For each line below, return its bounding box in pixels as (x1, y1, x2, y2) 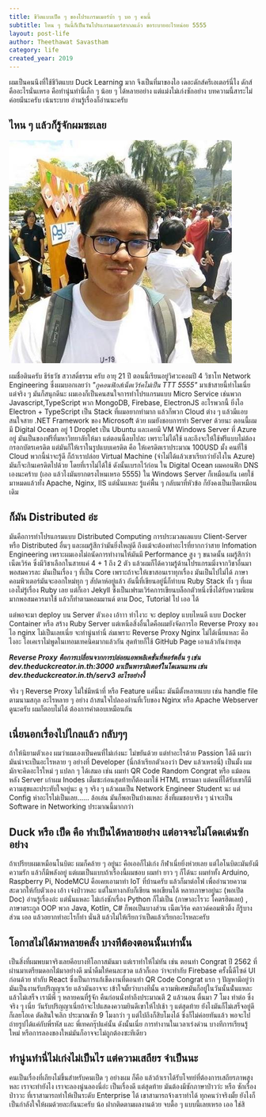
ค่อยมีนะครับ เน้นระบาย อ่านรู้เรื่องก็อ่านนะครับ (9, 95, 128, 105)
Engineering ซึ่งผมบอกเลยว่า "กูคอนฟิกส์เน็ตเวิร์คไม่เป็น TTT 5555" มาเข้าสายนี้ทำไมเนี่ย (9, 380, 251, 389)
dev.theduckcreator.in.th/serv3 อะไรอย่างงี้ (9, 670, 146, 679)
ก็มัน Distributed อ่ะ (9, 511, 98, 524)
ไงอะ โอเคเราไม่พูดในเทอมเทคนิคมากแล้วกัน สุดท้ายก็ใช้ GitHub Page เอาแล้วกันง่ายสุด (9, 637, 241, 646)
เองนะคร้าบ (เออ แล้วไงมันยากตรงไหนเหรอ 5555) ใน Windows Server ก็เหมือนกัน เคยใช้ (9, 469, 254, 479)
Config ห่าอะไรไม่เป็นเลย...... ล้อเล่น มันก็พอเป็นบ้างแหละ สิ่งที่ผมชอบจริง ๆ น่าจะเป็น (9, 793, 233, 802)
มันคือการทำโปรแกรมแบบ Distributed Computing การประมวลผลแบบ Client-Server (9, 531, 248, 541)
